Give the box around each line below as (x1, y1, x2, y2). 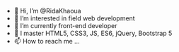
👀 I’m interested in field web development (13, 14, 136, 22)
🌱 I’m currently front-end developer (13, 22, 117, 30)
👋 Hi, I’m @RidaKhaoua (13, 7, 81, 15)
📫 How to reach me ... (13, 37, 80, 45)
